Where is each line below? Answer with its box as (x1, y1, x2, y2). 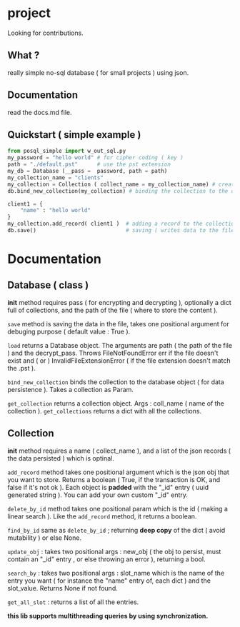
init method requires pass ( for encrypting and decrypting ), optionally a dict (7, 298, 231, 306)
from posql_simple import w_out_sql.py (7, 148, 126, 155)
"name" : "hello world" (20, 207, 91, 214)
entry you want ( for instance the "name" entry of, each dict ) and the (7, 576, 211, 585)
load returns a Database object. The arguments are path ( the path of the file (7, 341, 233, 349)
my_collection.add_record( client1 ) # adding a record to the (7, 220, 203, 228)
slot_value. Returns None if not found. (7, 583, 118, 592)
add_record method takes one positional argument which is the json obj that (7, 468, 230, 476)
